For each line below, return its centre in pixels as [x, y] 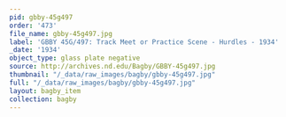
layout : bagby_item [45, 91]
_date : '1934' [35, 50]
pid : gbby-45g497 [41, 17]
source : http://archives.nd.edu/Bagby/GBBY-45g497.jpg [112, 67]
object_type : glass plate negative [75, 58]
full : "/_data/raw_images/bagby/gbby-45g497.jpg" [103, 83]
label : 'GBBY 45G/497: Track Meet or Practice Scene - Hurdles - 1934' [144, 42]
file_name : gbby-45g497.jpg [61, 33]
